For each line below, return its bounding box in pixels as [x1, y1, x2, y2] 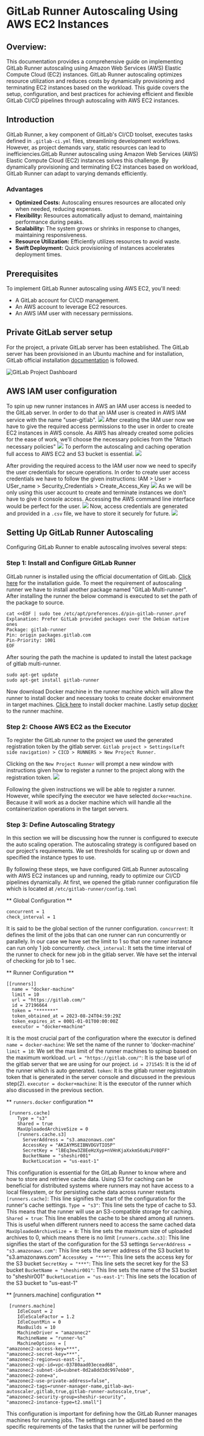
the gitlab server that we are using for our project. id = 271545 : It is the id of [6, 1061, 197, 1068]
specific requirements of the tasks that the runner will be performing [6, 1423, 178, 1430]
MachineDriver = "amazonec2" [17, 1330, 91, 1336]
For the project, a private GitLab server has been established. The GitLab [6, 344, 189, 351]
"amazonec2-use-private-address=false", [6, 1378, 111, 1384]
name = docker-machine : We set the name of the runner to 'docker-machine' [6, 1041, 195, 1048]
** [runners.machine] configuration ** [6, 1291, 102, 1298]
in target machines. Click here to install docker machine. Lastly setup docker [6, 701, 198, 708]
